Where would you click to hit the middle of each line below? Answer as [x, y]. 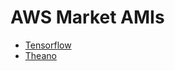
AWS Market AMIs [87, 17]
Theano [40, 55]
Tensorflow [48, 45]
